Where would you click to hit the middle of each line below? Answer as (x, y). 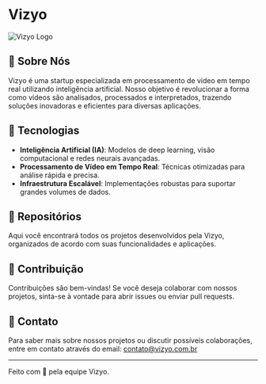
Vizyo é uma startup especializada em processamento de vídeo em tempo (129, 80)
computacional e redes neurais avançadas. (90, 158)
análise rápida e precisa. (60, 175)
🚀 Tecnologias (44, 131)
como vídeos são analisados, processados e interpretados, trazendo (120, 97)
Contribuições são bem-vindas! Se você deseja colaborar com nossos (123, 288)
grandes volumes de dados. (65, 192)
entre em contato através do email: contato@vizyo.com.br (103, 349)
